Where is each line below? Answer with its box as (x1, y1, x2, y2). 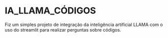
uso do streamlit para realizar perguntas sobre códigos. (5, 26, 122, 32)
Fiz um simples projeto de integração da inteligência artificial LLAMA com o (5, 21, 163, 27)
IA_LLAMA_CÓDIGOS (5, 5, 96, 16)
